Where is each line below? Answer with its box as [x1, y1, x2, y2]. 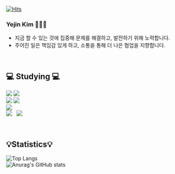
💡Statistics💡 [6, 139, 53, 149]
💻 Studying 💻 [6, 71, 60, 81]
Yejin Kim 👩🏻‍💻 [6, 20, 47, 28]
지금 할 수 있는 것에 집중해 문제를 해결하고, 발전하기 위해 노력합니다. [14, 34, 170, 41]
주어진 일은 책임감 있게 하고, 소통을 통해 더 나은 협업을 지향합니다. [14, 42, 166, 49]
